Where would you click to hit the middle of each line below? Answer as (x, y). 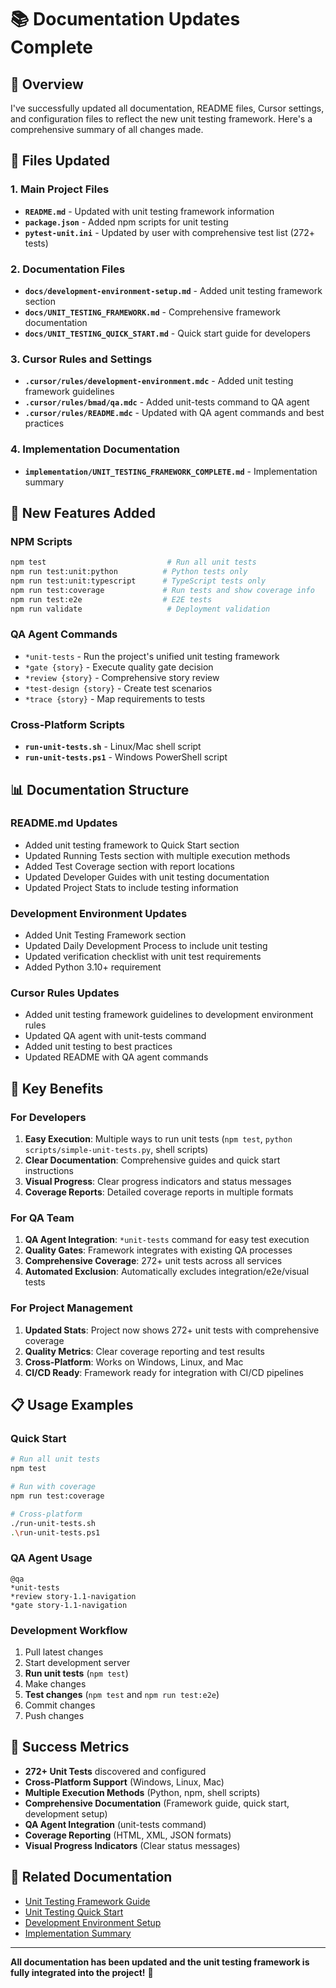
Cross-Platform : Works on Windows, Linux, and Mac (134, 1362)
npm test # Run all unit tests (133, 562)
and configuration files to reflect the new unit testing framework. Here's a (161, 119)
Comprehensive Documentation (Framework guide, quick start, (157, 1803)
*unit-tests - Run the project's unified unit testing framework (152, 656)
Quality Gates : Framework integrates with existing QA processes (158, 1250)
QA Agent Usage (51, 1558)
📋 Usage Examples (72, 1405)
